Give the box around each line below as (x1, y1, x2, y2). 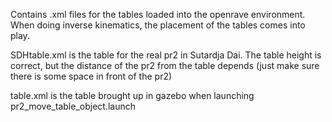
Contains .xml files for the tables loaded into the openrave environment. (10, 9, 306, 20)
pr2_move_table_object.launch (10, 100, 136, 112)
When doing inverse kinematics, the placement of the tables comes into (10, 19, 306, 31)
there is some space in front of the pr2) (10, 70, 173, 82)
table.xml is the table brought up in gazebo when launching (10, 90, 255, 101)
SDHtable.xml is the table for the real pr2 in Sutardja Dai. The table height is (10, 49, 322, 61)
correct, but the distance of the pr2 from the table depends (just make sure (10, 60, 320, 71)
